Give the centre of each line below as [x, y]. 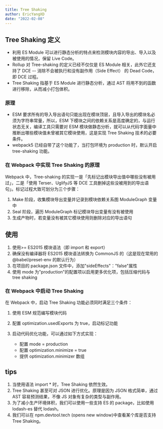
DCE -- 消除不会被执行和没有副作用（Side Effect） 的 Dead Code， [89, 71]
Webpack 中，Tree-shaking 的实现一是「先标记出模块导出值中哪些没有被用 [81, 177]
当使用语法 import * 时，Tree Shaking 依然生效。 [61, 384]
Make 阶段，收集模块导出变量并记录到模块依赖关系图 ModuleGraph [80, 199]
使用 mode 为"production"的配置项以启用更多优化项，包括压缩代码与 [81, 271]
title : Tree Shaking [26, 10]
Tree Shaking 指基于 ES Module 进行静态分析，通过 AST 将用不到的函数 [84, 83]
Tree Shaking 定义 [33, 40]
